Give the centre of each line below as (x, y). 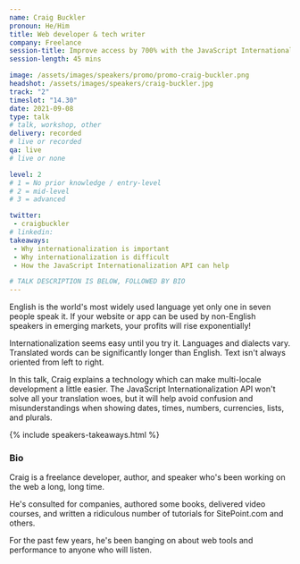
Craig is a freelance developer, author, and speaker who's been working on (147, 477)
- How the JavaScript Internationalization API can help (121, 265)
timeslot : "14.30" (43, 100)
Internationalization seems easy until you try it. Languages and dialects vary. (150, 343)
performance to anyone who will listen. (81, 550)
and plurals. (31, 417)
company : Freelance (46, 42)
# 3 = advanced (37, 199)
